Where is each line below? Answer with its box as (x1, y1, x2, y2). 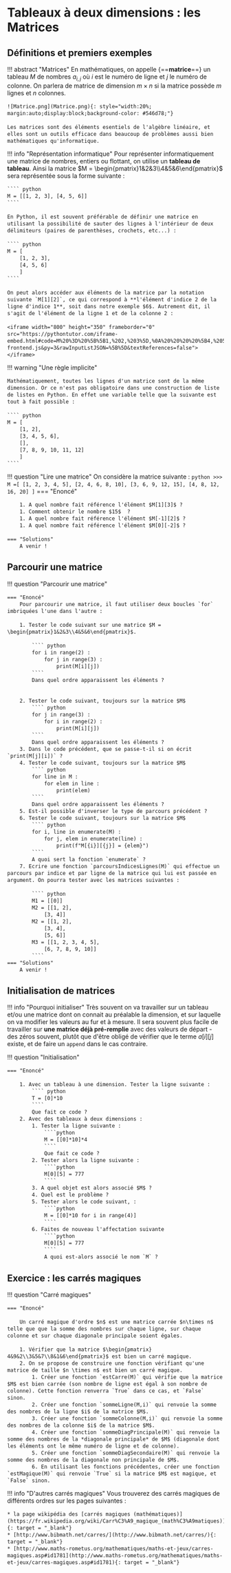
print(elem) (56, 787, 91, 794)
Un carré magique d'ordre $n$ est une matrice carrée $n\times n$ (19, 1319, 214, 1325)
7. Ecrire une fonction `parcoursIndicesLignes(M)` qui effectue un (19, 863, 220, 870)
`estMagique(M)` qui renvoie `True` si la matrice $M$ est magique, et (7, 1470, 217, 1477)
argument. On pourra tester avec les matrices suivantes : (7, 876, 180, 883)
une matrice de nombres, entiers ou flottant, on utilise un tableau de (7, 157, 201, 165)
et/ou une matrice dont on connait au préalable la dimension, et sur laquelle (7, 1010, 221, 1019)
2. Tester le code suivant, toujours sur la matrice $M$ (19, 697, 186, 704)
